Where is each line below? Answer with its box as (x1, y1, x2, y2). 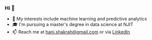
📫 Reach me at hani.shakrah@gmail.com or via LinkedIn (12, 29, 130, 35)
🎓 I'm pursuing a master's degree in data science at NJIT (12, 21, 134, 27)
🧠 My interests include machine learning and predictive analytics (12, 16, 147, 22)
